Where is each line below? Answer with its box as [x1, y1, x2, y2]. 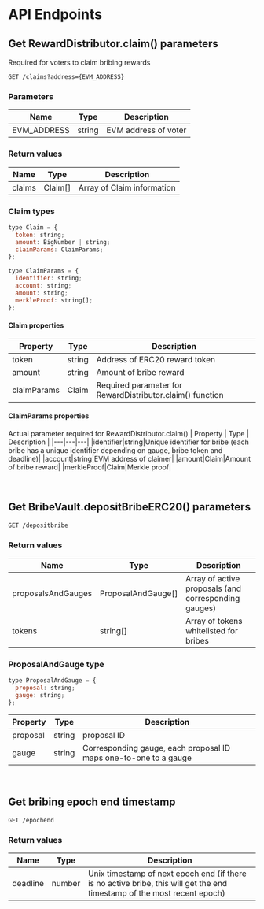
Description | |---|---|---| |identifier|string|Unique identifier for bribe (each [8, 437, 250, 447]
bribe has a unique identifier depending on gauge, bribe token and [8, 445, 223, 454]
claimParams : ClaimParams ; [15, 246, 104, 254]
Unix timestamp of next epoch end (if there [87, 868, 247, 879]
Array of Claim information [78, 182, 177, 193]
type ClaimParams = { [8, 267, 79, 275]
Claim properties [8, 321, 64, 330]
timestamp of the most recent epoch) [87, 888, 225, 899]
